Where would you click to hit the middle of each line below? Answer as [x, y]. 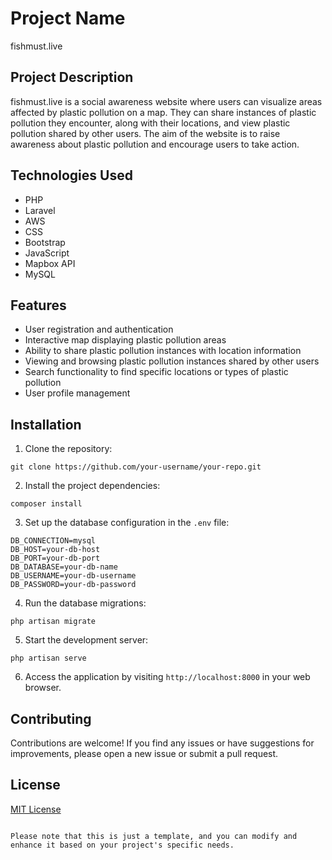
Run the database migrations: [85, 603]
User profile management [77, 393]
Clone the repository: [68, 449]
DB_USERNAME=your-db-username [73, 576]
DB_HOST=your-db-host [55, 550]
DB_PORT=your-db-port [55, 558]
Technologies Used [71, 175]
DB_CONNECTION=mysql [53, 541]
